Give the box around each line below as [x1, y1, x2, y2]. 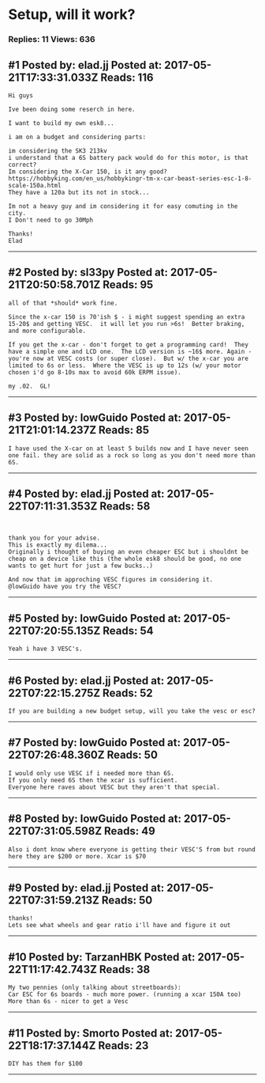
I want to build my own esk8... [8, 119, 114, 127]
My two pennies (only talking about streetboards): [8, 983, 181, 992]
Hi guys [8, 91, 34, 100]
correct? [8, 161, 37, 169]
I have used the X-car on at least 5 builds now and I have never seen [8, 445, 248, 453]
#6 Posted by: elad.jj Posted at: [8, 674, 165, 687]
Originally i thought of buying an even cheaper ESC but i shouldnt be [8, 548, 248, 556]
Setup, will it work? [8, 6, 136, 24]
